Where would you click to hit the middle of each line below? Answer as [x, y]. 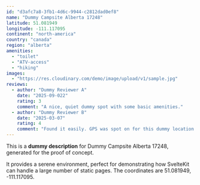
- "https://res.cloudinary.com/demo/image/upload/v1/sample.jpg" [95, 79]
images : [16, 73]
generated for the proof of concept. [50, 153]
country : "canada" [29, 40]
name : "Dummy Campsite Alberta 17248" [54, 17]
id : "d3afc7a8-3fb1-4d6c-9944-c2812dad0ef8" [63, 12]
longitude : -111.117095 [36, 29]
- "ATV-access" [31, 62]
